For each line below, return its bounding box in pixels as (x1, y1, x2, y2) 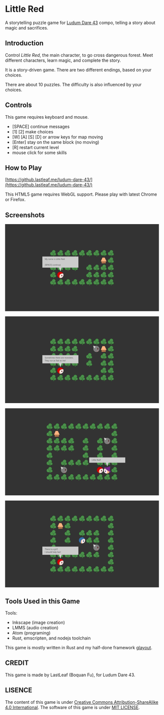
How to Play (5, 163, 42, 172)
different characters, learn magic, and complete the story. (5, 57, 121, 63)
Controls (5, 101, 32, 109)
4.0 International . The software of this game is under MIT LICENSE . (5, 704, 140, 710)
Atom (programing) (12, 630, 51, 636)
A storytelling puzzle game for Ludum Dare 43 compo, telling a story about (5, 20, 156, 26)
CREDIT (5, 659, 29, 667)
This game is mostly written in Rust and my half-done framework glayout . (5, 645, 153, 650)
